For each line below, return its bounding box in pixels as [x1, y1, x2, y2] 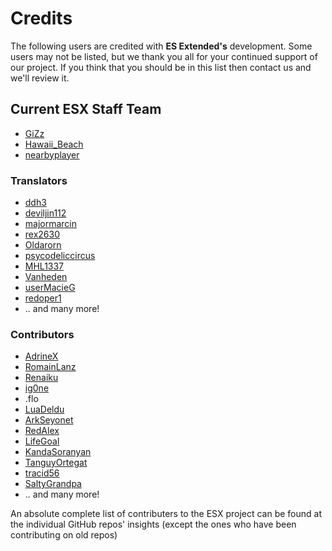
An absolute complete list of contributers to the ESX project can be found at [10, 508, 323, 520]
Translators [10, 173, 68, 187]
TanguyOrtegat [24, 457, 88, 469]
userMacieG [24, 282, 76, 294]
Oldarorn [24, 239, 62, 251]
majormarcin [24, 218, 78, 230]
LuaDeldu [24, 403, 65, 416]
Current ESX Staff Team [10, 101, 162, 118]
